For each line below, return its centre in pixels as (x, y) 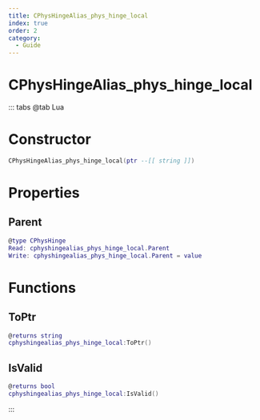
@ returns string (35, 336)
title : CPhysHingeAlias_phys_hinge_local (78, 16)
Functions (42, 288)
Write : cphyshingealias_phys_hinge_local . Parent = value (105, 256)
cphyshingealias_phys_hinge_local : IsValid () (84, 394)
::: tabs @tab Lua (36, 107)
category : (25, 38)
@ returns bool (32, 386)
